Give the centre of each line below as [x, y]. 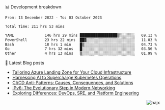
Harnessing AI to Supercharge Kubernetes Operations [67, 78]
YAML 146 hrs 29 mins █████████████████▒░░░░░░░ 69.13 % [81, 35]
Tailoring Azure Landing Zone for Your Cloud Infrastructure [72, 72]
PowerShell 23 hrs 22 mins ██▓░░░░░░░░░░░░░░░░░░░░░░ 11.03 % [81, 40]
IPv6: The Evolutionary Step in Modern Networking [64, 88]
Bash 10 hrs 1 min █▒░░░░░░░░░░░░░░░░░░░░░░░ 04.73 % [81, 44]
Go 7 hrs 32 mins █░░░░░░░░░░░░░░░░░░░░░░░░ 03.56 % [81, 49]
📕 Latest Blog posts [25, 63]
